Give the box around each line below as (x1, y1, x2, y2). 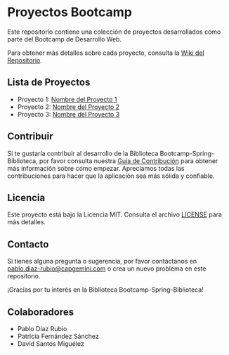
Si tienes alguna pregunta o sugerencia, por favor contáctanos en (7, 257, 197, 266)
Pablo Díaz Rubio (17, 325, 67, 333)
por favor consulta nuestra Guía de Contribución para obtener (39, 156, 218, 165)
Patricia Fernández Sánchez (17, 332, 100, 340)
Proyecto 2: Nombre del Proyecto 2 (17, 103, 120, 111)
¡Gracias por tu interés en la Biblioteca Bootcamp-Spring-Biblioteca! (7, 285, 204, 294)
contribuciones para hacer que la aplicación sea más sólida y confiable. (7, 172, 215, 180)
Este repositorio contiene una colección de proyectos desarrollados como (7, 27, 221, 36)
